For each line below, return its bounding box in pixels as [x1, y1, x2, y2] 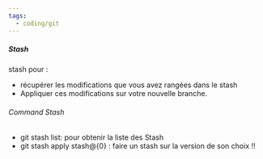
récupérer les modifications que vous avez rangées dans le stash [19, 80, 238, 90]
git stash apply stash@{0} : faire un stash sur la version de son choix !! [19, 140, 257, 150]
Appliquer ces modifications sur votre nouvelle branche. [19, 89, 208, 98]
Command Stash [8, 107, 65, 117]
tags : [8, 11, 27, 20]
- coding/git [15, 19, 60, 27]
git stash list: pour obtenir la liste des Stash [19, 132, 164, 142]
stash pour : [8, 65, 49, 74]
